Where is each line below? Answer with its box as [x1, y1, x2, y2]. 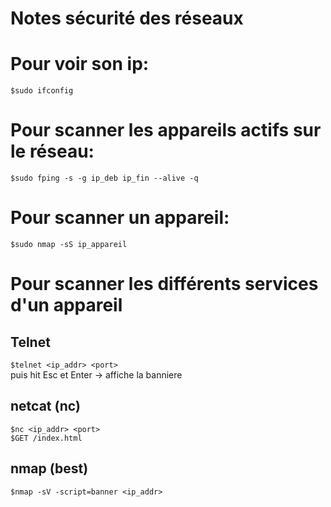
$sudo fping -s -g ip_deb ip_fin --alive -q [10, 173, 199, 184]
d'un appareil [10, 294, 123, 317]
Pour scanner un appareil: [10, 207, 230, 229]
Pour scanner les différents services [10, 273, 319, 296]
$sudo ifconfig [10, 86, 74, 96]
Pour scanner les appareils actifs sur [10, 119, 322, 142]
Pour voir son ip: [10, 53, 150, 76]
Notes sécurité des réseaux [10, 7, 244, 30]
